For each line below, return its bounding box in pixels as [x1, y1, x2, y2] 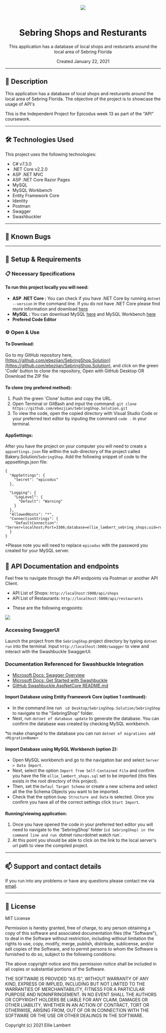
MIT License [5, 916, 31, 921]
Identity [12, 198, 28, 204]
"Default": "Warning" [18, 499, 63, 504]
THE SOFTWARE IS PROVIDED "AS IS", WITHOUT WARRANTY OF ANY [5, 976, 149, 982]
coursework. [5, 116, 31, 122]
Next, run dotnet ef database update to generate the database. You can [12, 716, 160, 722]
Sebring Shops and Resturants [19, 27, 147, 39]
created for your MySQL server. [5, 548, 70, 554]
